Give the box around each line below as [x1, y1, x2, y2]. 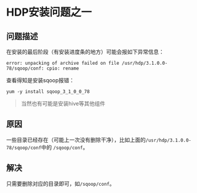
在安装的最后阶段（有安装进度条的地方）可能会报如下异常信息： [6, 49, 164, 55]
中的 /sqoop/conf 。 [41, 143, 88, 150]
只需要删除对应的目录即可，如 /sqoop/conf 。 [6, 180, 115, 187]
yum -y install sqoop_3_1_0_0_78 [6, 89, 90, 95]
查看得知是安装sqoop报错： [6, 77, 75, 84]
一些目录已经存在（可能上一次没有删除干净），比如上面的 [6, 136, 146, 143]
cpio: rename [46, 65, 79, 71]
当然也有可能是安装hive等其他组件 [20, 100, 106, 107]
